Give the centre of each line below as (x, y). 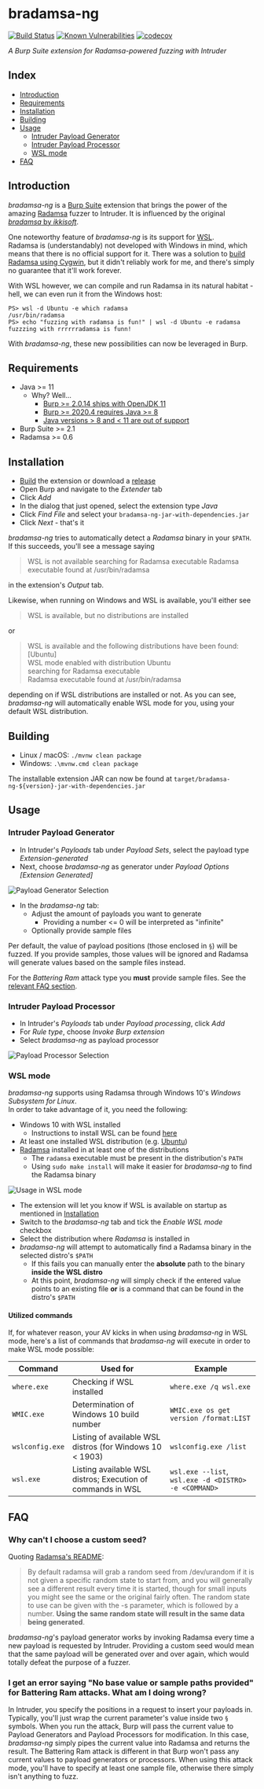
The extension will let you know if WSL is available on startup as (123, 1206)
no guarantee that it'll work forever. (65, 270)
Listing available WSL (112, 1470)
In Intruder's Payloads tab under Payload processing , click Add (122, 1023)
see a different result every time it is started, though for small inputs (137, 1588)
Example (211, 1369)
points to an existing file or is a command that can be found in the (137, 1289)
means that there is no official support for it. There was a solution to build (127, 253)
